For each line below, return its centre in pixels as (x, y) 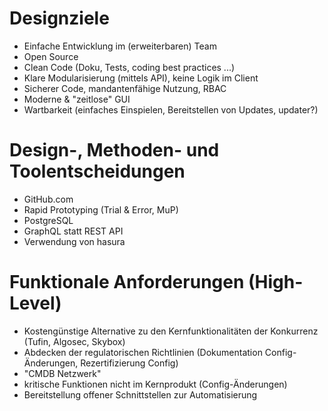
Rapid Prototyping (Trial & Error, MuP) (101, 209)
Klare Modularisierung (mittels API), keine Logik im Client (141, 78)
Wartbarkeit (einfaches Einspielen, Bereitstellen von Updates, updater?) (171, 109)
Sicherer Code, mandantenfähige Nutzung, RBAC (125, 88)
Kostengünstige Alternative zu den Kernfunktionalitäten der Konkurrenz (171, 331)
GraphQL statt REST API (73, 231)
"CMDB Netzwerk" (62, 373)
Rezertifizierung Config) (129, 363)
